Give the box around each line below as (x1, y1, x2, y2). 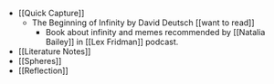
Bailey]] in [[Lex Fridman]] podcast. (45, 36, 179, 47)
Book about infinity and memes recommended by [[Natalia (45, 27, 266, 37)
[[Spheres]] (17, 56, 62, 66)
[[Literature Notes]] (17, 46, 91, 57)
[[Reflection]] (17, 65, 68, 76)
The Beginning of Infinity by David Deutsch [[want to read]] (31, 17, 255, 28)
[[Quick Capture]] (17, 8, 85, 18)
